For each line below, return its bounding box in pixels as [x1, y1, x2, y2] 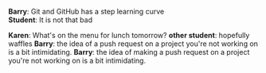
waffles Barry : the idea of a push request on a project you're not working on [8, 39, 259, 48]
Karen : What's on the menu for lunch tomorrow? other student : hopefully [8, 31, 250, 40]
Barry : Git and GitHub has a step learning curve [8, 7, 165, 16]
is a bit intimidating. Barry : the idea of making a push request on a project [8, 48, 250, 56]
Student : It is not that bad [8, 15, 93, 25]
